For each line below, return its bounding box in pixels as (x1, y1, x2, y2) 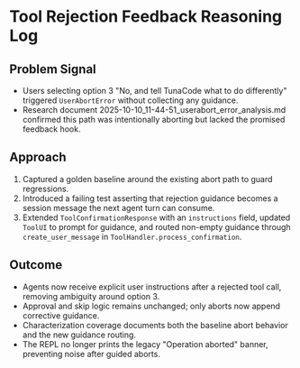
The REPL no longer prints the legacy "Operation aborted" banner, (22, 338, 268, 349)
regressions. (22, 183, 69, 194)
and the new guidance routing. (22, 329, 137, 340)
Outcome (9, 257, 63, 272)
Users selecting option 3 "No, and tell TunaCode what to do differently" (22, 86, 287, 96)
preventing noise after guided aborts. (22, 348, 160, 359)
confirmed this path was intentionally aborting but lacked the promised (22, 115, 286, 124)
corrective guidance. (22, 309, 100, 321)
